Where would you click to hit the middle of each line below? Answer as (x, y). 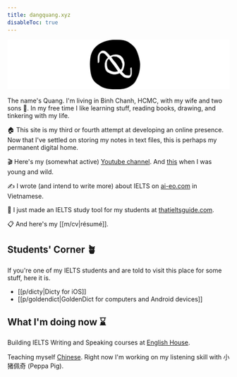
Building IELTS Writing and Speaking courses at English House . (99, 342)
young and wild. (31, 172)
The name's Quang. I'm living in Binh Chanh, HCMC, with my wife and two (115, 100)
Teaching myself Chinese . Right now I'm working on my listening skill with (115, 357)
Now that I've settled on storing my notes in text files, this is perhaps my (112, 140)
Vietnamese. (25, 196)
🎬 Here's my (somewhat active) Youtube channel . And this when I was (110, 161)
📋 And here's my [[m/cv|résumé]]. (58, 224)
